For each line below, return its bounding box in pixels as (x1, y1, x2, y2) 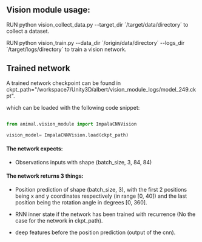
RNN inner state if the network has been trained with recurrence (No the (15, 210, 196, 218)
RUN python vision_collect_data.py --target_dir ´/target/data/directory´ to (6, 21, 189, 28)
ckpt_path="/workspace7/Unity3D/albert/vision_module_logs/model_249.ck (6, 86, 196, 93)
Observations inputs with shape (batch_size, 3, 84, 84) (15, 158, 152, 166)
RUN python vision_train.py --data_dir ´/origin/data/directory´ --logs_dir (6, 39, 185, 46)
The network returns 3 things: (6, 172, 84, 180)
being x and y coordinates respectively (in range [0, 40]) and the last (15, 192, 187, 200)
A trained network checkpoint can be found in (6, 79, 121, 87)
